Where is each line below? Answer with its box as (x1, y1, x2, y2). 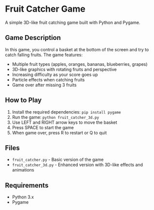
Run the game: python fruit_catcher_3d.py (12, 114, 100, 120)
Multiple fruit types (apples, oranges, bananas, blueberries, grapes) (12, 61, 148, 67)
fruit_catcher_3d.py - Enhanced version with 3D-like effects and (12, 162, 143, 168)
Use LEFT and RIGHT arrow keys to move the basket (12, 119, 118, 125)
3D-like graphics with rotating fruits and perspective (12, 66, 117, 72)
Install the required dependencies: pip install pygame (12, 109, 121, 115)
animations (12, 167, 34, 173)
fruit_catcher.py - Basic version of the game (12, 157, 104, 163)
